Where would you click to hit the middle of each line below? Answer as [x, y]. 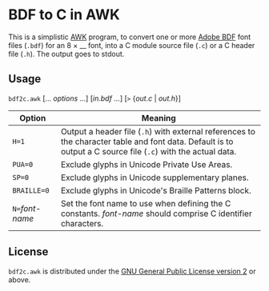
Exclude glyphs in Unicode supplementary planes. [155, 177]
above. [20, 279]
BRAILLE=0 [31, 190]
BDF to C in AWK [64, 15]
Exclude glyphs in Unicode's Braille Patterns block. [156, 190]
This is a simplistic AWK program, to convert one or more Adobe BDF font [130, 37]
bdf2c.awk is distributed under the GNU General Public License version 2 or [132, 271]
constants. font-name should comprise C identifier [156, 213]
